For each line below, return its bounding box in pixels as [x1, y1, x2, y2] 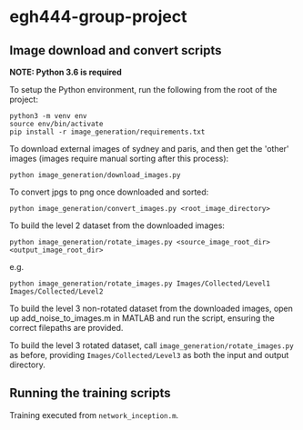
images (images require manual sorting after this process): [9, 153, 229, 164]
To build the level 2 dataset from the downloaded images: [9, 220, 226, 231]
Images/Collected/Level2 [9, 287, 104, 296]
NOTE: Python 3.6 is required [9, 66, 123, 77]
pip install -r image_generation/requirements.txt [9, 127, 206, 136]
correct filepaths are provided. [9, 323, 124, 333]
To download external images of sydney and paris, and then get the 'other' [9, 144, 289, 154]
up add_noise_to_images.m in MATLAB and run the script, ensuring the [9, 313, 276, 324]
